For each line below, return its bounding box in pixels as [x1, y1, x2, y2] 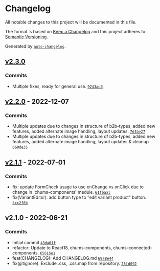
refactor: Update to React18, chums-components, [12, 245, 113, 250]
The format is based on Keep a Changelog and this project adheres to [5, 28, 146, 34]
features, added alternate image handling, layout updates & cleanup [12, 139, 149, 145]
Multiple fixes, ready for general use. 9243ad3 [12, 83, 103, 89]
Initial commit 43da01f [12, 239, 56, 245]
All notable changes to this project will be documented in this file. [5, 19, 137, 25]
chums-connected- [113, 245, 153, 250]
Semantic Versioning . [5, 34, 48, 40]
